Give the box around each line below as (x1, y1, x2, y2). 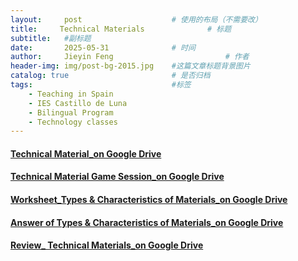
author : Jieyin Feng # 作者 (10, 52, 250, 62)
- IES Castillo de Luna (28, 98, 128, 108)
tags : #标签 (10, 80, 192, 90)
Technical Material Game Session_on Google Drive (10, 171, 225, 183)
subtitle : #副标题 (10, 33, 92, 43)
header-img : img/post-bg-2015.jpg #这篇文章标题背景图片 (10, 61, 251, 71)
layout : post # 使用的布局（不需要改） (10, 14, 263, 25)
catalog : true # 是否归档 (10, 71, 211, 81)
